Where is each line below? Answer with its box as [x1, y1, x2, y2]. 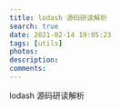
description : [9, 55, 59, 64]
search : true [9, 22, 59, 31]
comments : [9, 64, 47, 74]
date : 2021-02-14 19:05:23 [9, 30, 112, 39]
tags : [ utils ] [9, 38, 64, 48]
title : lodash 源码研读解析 [9, 13, 107, 23]
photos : [9, 47, 39, 56]
